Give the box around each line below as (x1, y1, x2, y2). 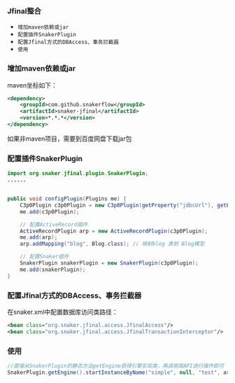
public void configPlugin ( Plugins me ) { (7, 195, 127, 202)
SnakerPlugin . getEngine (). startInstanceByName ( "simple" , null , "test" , (7, 369, 220, 376)
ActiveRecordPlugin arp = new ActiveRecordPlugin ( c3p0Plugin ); (20, 228, 208, 235)
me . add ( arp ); (20, 234, 58, 241)
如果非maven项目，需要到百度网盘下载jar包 (7, 134, 132, 143)
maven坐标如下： (7, 81, 57, 89)
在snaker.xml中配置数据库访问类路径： (7, 307, 118, 316)
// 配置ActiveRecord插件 (20, 221, 88, 228)
